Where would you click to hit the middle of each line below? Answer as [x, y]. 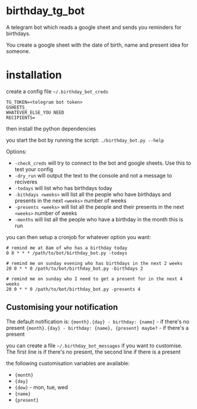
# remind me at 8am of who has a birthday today [67, 248]
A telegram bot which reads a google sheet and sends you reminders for [94, 27]
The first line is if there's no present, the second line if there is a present [94, 352]
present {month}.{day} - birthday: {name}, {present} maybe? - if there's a [98, 328]
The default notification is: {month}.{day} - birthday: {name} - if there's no [98, 321]
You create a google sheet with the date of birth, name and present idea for [97, 45]
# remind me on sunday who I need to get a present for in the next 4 [94, 279]
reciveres [26, 182]
